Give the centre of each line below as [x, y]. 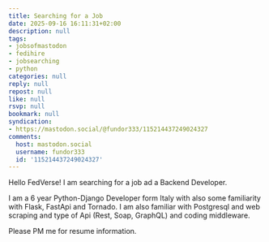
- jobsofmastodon [38, 46]
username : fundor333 [50, 152]
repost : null [30, 91]
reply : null [28, 84]
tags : [17, 39]
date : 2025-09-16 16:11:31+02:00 [65, 24]
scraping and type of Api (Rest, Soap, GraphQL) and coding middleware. [129, 215]
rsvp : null [27, 106]
